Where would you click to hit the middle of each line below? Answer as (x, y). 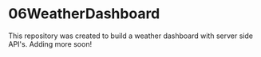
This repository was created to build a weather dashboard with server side (131, 36)
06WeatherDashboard (84, 14)
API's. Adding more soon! (50, 44)
